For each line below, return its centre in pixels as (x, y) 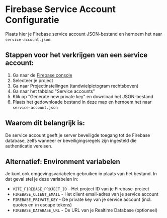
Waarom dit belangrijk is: (45, 123)
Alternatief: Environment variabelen (63, 161)
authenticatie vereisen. (29, 146)
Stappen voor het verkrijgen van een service (76, 55)
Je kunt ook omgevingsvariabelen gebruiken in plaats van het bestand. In (81, 174)
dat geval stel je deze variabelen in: (42, 179)
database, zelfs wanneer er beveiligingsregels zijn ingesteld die (71, 140)
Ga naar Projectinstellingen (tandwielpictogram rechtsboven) (75, 86)
